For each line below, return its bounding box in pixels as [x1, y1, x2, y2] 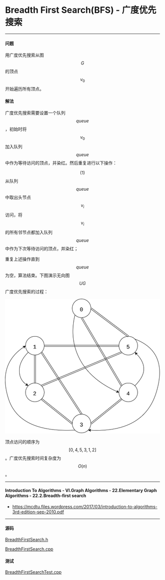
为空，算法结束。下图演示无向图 [5, 272, 70, 278]
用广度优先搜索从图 [5, 52, 44, 58]
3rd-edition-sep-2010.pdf [12, 509, 64, 515]
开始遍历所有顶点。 [5, 86, 44, 91]
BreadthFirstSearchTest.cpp [5, 569, 62, 575]
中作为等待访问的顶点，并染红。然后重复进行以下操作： [5, 160, 117, 166]
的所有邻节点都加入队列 [5, 229, 53, 235]
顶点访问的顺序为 [5, 438, 40, 445]
